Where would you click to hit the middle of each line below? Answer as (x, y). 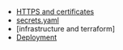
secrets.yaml (37, 20)
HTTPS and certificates (55, 12)
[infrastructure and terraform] (66, 29)
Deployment (36, 37)
